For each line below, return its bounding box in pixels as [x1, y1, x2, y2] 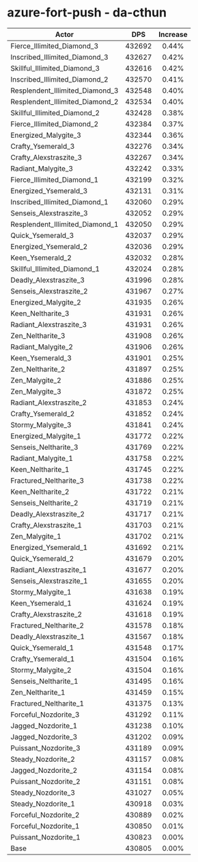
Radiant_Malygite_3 [10, 163, 74, 173]
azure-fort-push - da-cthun [7, 5, 167, 21]
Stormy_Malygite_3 [10, 420, 72, 429]
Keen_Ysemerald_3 [10, 353, 72, 363]
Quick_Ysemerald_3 [10, 230, 74, 240]
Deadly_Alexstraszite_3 [10, 275, 85, 285]
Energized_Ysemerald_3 [10, 186, 88, 195]
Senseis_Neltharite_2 [10, 498, 79, 507]
